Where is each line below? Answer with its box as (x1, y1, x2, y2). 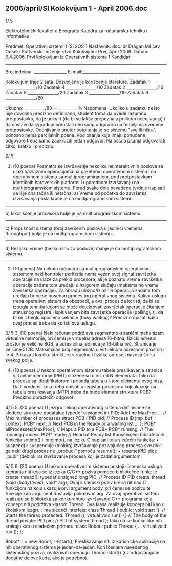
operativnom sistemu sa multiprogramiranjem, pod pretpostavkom (12, 174, 153, 180)
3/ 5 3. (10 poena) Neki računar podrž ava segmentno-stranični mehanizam (5, 330, 164, 336)
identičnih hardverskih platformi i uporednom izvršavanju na (12, 179, 140, 185)
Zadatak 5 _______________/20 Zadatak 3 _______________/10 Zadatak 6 (5, 89, 148, 95)
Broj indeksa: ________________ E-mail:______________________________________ (5, 69, 160, 75)
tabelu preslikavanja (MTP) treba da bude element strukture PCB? (12, 389, 152, 395)
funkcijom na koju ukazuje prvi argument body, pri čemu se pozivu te (5, 484, 151, 491)
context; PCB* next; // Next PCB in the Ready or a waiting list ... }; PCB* (5, 420, 156, 427)
